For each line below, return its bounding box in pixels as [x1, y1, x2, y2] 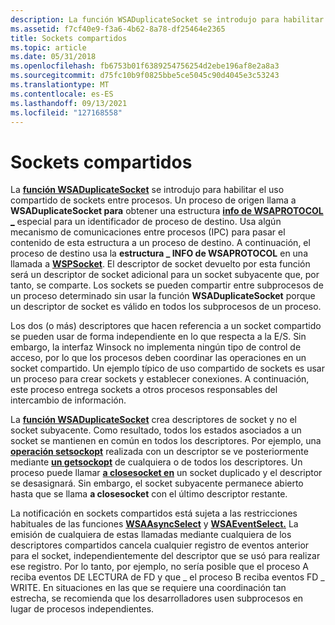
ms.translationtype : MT [10, 80, 110, 90]
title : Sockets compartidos [10, 33, 128, 43]
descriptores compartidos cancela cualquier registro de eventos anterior [10, 539, 310, 551]
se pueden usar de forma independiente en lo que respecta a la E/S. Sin [10, 331, 307, 343]
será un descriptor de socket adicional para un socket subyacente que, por [10, 269, 320, 281]
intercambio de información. [10, 394, 127, 406]
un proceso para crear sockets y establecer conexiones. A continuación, [10, 373, 310, 385]
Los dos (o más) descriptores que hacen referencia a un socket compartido [10, 320, 322, 332]
